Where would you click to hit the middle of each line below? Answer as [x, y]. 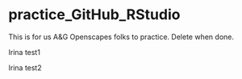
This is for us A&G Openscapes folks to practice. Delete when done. [121, 37]
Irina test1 [24, 52]
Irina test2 [25, 67]
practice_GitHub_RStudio [94, 15]
